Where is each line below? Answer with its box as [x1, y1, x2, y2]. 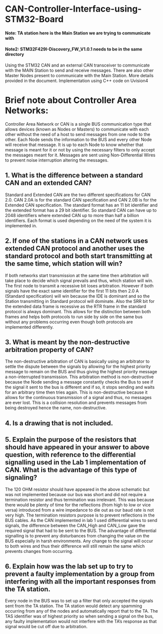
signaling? [5, 473, 37, 482]
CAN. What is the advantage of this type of [5, 466, 137, 474]
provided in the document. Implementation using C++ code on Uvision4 [5, 78, 148, 83]
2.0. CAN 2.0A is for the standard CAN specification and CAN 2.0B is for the [5, 197, 157, 202]
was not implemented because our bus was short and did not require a [5, 491, 147, 497]
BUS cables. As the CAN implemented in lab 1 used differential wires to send [5, 517, 158, 523]
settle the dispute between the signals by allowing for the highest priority [5, 364, 151, 369]
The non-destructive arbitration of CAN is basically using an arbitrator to [5, 358, 150, 365]
